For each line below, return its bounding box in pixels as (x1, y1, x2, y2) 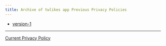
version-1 (12, 21, 32, 27)
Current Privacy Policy (5, 35, 51, 41)
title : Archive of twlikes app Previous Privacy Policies (5, 7, 127, 12)
